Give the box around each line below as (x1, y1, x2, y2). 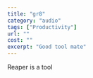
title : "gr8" (7, 10, 46, 18)
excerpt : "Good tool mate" (7, 43, 87, 50)
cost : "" (7, 37, 33, 44)
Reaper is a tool (7, 63, 53, 71)
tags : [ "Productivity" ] (7, 23, 77, 30)
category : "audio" (7, 17, 61, 24)
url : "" (7, 30, 30, 38)
